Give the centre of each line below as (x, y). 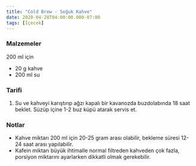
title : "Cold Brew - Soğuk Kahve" (49, 12)
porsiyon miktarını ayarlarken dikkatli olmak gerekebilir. (83, 157)
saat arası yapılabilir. (48, 145)
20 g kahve (29, 68)
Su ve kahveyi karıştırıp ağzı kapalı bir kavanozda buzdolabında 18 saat (102, 103)
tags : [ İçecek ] (25, 23)
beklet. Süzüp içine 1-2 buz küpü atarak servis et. (76, 109)
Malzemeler (24, 44)
